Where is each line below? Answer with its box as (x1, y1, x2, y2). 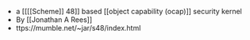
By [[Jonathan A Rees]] (15, 15, 93, 24)
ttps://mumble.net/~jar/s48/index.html (15, 24, 141, 32)
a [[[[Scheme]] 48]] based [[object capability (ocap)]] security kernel (15, 7, 242, 16)
